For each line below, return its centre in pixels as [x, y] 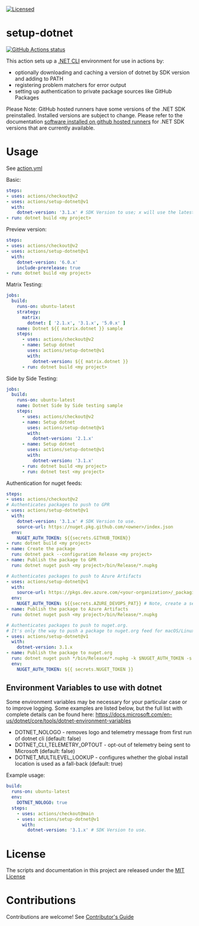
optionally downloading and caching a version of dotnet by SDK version [102, 72]
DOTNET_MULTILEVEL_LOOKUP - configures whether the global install [101, 757]
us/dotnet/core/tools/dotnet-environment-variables [69, 721]
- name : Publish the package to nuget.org [59, 653]
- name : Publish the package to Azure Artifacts [67, 609]
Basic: [14, 179]
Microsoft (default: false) [45, 751]
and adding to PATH [39, 78]
